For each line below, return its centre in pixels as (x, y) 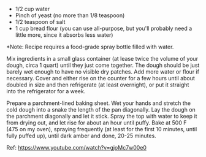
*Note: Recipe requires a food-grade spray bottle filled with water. (90, 47)
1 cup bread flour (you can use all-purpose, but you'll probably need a (104, 28)
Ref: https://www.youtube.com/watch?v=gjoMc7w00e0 (77, 147)
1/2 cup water (32, 9)
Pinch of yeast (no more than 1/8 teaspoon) (70, 15)
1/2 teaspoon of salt (40, 22)
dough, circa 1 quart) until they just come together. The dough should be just (103, 65)
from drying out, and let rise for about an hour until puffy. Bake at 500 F (97, 123)
